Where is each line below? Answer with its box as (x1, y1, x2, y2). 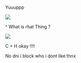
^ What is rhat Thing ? (5, 24, 51, 29)
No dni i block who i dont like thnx (5, 53, 76, 59)
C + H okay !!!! (5, 43, 35, 49)
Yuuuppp (5, 5, 24, 10)
